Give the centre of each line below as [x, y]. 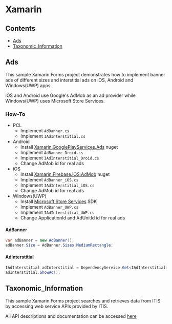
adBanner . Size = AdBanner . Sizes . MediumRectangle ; [59, 245]
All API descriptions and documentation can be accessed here [71, 316]
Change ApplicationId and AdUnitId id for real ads [73, 218]
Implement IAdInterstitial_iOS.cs [57, 185]
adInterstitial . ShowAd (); [33, 273]
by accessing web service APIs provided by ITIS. [57, 306]
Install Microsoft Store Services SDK [59, 201]
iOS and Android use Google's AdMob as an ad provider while [70, 95]
